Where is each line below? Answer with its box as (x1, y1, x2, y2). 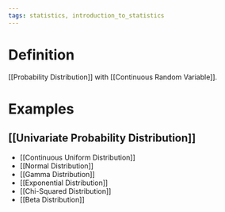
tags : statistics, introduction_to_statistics (8, 11, 165, 20)
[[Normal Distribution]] (19, 160, 93, 171)
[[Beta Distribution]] (19, 195, 85, 204)
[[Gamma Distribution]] (19, 169, 95, 179)
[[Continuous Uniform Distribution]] (19, 152, 136, 162)
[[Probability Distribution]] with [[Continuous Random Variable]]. (8, 72, 218, 82)
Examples (8, 100, 74, 118)
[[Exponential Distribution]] (19, 178, 109, 187)
